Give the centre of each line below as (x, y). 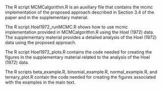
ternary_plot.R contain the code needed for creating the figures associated (81, 77)
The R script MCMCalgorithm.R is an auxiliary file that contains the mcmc (79, 7)
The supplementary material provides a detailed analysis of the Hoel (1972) (81, 37)
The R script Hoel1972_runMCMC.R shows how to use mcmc (67, 27)
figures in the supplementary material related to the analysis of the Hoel (78, 57)
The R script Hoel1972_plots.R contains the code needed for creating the (79, 52)
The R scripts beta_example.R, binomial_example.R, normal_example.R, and (81, 72)
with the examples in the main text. (40, 82)
